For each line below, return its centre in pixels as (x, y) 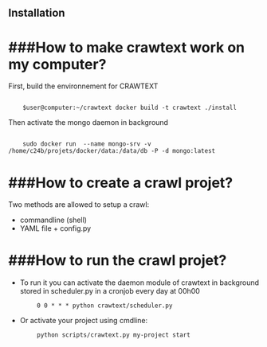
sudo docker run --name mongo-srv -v (87, 144)
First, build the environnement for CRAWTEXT (83, 86)
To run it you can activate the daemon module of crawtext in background (139, 283)
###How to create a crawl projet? (121, 183)
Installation (37, 13)
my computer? (57, 64)
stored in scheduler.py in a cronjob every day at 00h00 (110, 291)
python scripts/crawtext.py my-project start (114, 335)
